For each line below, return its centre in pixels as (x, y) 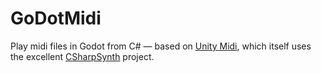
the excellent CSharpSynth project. (82, 56)
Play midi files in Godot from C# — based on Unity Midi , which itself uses (161, 46)
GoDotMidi (56, 18)
